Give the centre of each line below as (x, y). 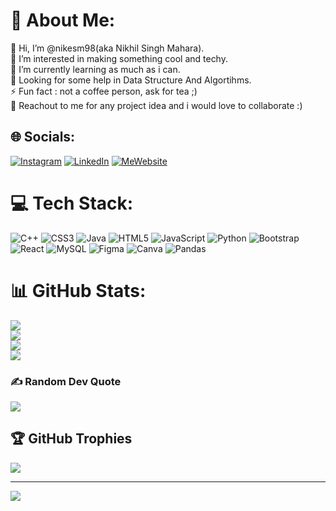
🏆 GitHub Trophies (71, 439)
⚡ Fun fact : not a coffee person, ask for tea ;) (104, 91)
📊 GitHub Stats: (78, 290)
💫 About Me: (63, 20)
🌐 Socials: (43, 137)
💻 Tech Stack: (72, 203)
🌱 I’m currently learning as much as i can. (95, 69)
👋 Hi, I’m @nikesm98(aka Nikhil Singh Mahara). (107, 48)
